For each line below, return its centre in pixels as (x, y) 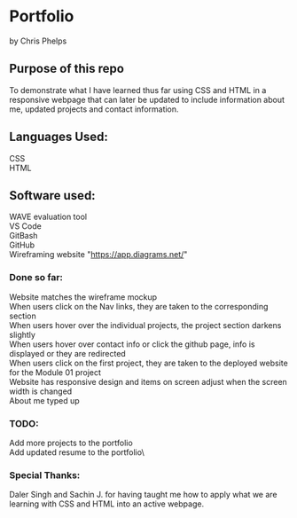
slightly (22, 334)
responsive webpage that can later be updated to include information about (147, 99)
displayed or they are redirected (67, 353)
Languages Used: (59, 137)
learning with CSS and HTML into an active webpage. (107, 504)
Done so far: (36, 278)
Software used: (52, 196)
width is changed (41, 391)
